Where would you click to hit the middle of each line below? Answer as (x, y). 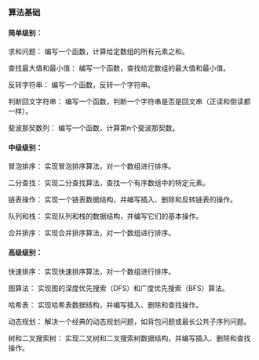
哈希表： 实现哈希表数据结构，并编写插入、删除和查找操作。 (105, 304)
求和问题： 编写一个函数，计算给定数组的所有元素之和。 (98, 52)
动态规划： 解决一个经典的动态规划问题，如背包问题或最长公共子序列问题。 (129, 321)
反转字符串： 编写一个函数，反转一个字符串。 (81, 85)
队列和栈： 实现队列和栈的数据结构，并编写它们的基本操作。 (105, 216)
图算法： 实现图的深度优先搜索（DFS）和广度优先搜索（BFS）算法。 (119, 288)
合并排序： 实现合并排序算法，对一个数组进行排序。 (91, 233)
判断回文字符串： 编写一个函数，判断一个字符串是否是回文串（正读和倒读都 (129, 102)
